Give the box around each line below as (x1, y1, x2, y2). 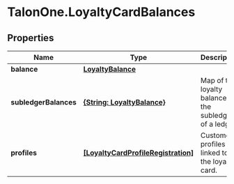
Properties (7, 32, 54, 44)
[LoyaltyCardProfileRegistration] (83, 148, 194, 158)
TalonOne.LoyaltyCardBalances (7, 4, 196, 20)
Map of (201, 76, 224, 85)
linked (201, 148, 221, 158)
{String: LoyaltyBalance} (83, 98, 166, 107)
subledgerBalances (10, 98, 77, 107)
